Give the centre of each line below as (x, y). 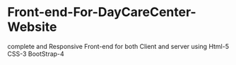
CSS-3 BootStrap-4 (36, 54)
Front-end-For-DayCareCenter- (102, 12)
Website (32, 27)
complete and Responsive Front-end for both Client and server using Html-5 (118, 46)
